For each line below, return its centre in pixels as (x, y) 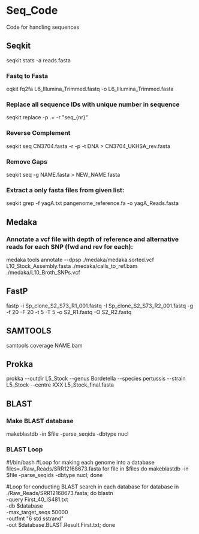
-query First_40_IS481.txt (37, 500)
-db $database (25, 506)
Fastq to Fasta (27, 76)
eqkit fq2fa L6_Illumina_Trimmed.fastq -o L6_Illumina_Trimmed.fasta (90, 89)
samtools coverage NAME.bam (44, 345)
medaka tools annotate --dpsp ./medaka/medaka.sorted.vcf (80, 260)
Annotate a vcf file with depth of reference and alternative (93, 239)
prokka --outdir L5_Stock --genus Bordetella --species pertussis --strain (96, 379)
